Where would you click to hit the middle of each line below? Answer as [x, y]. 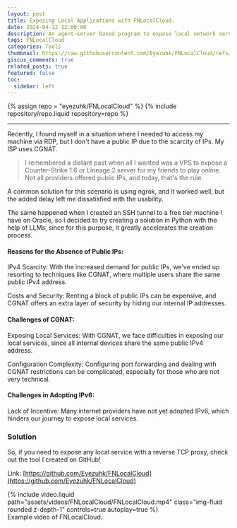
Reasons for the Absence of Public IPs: [66, 251]
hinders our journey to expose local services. [73, 418]
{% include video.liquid [41, 495]
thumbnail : [23, 54]
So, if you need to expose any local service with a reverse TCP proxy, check [118, 452]
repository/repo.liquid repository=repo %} [68, 114]
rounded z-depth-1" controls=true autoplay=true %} [83, 510]
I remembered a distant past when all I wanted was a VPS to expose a [126, 163]
